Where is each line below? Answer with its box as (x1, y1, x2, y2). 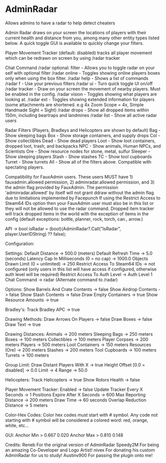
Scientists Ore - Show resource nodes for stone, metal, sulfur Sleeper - (5, 148, 151, 154)
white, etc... (5, 422, 29, 428)
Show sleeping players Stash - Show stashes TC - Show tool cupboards (5, 153, 152, 160)
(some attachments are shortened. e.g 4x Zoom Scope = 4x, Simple (5, 101, 144, 107)
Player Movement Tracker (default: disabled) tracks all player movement (5, 50, 152, 56)
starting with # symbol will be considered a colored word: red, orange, (5, 417, 149, 423)
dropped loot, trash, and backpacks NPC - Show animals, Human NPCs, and (5, 143, 161, 149)
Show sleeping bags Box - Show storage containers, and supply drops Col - (5, 132, 160, 138)
